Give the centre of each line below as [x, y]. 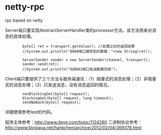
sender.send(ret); [41, 64]
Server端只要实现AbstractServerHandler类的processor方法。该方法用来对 [79, 30]
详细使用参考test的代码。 [30, 112]
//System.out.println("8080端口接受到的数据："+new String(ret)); [87, 51]
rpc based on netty [24, 20]
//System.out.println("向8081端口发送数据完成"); [70, 69]
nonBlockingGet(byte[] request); [56, 94]
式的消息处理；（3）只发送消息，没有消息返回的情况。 [58, 85]
